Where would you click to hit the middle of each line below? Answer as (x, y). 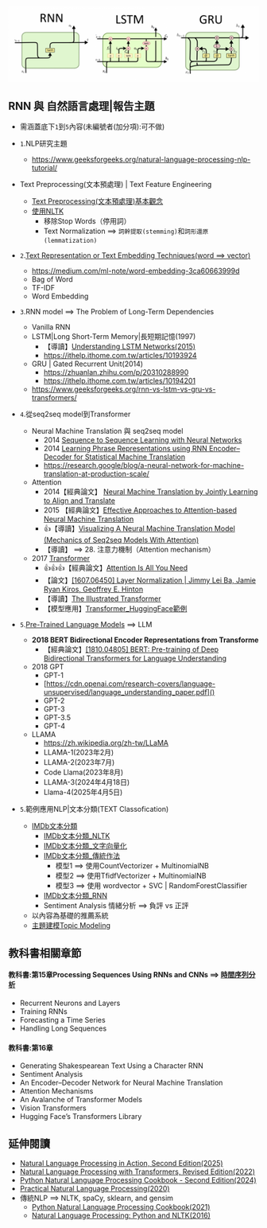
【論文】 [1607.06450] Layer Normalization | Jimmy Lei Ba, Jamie (150, 580)
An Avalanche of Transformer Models (81, 1100)
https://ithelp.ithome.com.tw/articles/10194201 (120, 381)
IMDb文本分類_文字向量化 (85, 846)
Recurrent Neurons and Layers (70, 1003)
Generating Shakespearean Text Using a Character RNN (112, 1066)
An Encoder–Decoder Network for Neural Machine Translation (121, 1083)
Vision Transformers (53, 1108)
